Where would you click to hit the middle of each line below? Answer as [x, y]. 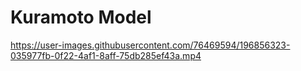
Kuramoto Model [81, 17]
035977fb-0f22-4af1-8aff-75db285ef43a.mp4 [106, 55]
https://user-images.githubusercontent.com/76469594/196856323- [150, 45]
